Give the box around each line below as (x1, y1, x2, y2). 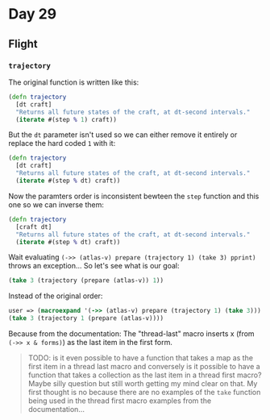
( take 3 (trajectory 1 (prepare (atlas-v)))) (8, 314, 164, 322)
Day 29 (8, 5, 57, 23)
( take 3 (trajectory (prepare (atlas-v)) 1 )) (8, 277, 164, 285)
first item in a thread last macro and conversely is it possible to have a (27, 362, 260, 371)
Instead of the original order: (8, 291, 103, 301)
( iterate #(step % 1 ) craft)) (15, 115, 117, 123)
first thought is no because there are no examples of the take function (27, 388, 261, 397)
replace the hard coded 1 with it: (8, 139, 116, 148)
